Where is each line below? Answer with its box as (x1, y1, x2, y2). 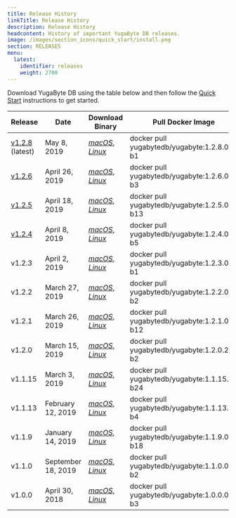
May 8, (44, 138, 68, 148)
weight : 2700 (20, 69, 58, 76)
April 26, (44, 167, 74, 176)
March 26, (44, 311, 79, 321)
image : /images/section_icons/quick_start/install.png (7, 37, 171, 44)
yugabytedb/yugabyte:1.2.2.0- (129, 287, 234, 297)
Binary (94, 121, 117, 131)
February (44, 399, 75, 408)
